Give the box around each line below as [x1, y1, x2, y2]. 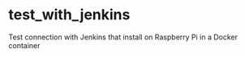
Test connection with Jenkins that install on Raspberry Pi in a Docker [8, 32, 238, 42]
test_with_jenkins [8, 6, 131, 24]
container [8, 40, 41, 50]
